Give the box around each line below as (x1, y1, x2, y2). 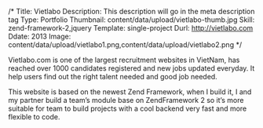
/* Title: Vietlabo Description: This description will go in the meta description (8, 7, 255, 16)
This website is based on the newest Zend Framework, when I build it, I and (8, 87, 252, 97)
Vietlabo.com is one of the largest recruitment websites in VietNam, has (8, 55, 240, 64)
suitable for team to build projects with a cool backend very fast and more (8, 104, 247, 113)
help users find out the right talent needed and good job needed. (8, 72, 217, 81)
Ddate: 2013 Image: (8, 31, 71, 41)
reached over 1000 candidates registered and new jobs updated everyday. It (8, 64, 255, 73)
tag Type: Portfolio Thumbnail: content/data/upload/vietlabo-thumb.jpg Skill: (8, 15, 255, 24)
